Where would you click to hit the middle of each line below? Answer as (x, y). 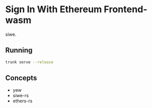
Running (19, 50)
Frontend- (126, 9)
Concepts (21, 78)
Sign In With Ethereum (54, 9)
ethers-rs (22, 101)
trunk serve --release (29, 62)
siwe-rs (21, 96)
